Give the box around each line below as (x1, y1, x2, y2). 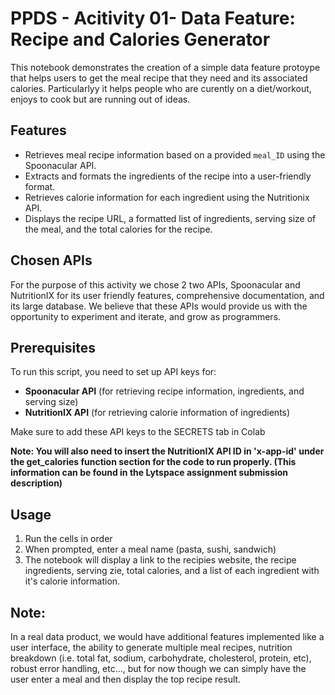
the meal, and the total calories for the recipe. (24, 223, 213, 235)
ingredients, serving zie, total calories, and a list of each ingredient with (24, 565, 320, 577)
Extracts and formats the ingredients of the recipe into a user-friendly (24, 170, 312, 182)
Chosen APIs (10, 252, 93, 269)
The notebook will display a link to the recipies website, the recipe (24, 554, 297, 566)
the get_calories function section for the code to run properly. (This (10, 456, 297, 468)
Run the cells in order (24, 533, 113, 545)
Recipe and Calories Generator (10, 28, 271, 51)
